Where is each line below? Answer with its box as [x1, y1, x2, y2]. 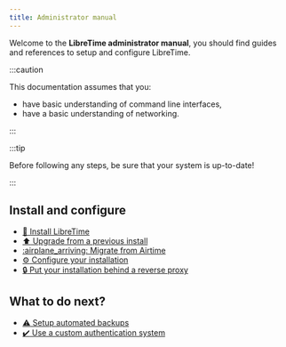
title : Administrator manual [9, 12, 117, 22]
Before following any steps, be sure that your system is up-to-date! [9, 159, 255, 170]
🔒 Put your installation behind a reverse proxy [21, 264, 189, 276]
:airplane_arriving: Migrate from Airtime [21, 246, 166, 256]
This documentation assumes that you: [9, 81, 152, 92]
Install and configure [9, 203, 126, 218]
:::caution [9, 64, 44, 75]
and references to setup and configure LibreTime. [9, 46, 191, 58]
